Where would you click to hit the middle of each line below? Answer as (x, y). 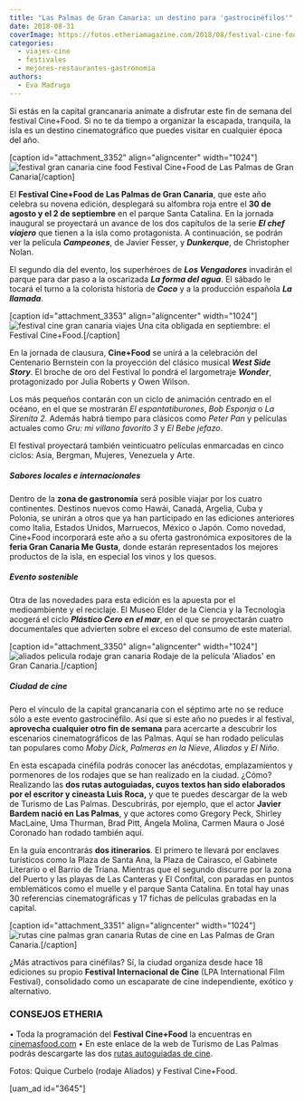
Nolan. (22, 252)
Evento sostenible (44, 577)
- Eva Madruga (44, 85)
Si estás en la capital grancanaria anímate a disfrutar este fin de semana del (151, 110)
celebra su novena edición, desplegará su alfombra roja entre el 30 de (140, 204)
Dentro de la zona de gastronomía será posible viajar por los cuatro (136, 498)
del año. (24, 139)
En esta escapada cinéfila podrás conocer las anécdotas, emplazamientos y (151, 765)
